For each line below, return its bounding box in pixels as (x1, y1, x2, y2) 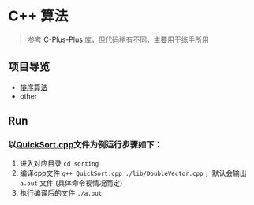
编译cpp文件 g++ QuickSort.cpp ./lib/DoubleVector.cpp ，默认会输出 (19, 169, 247, 178)
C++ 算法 (8, 7, 69, 25)
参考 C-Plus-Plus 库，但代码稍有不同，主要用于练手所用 (27, 35, 209, 44)
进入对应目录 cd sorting (19, 158, 99, 168)
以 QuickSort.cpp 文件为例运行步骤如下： (8, 140, 163, 151)
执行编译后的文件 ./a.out (19, 188, 103, 198)
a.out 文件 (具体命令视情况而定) (19, 178, 123, 188)
